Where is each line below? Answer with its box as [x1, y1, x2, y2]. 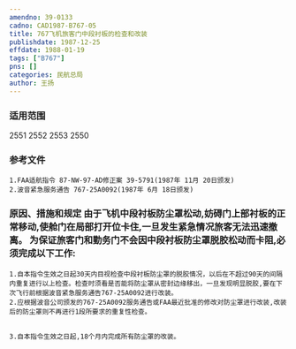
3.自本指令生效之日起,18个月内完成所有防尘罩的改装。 [9, 332, 181, 341]
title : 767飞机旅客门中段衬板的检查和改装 [9, 29, 148, 38]
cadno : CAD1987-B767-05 [9, 21, 97, 30]
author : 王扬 [9, 79, 55, 87]
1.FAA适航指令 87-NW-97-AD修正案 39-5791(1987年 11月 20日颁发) [9, 176, 235, 186]
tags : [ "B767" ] [9, 54, 65, 63]
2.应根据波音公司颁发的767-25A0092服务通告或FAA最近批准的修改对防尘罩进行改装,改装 [9, 298, 287, 307]
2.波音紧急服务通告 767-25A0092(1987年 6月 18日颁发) [9, 186, 194, 194]
